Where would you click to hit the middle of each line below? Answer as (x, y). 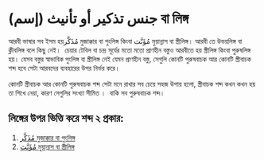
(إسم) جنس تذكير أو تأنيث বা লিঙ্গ (99, 19)
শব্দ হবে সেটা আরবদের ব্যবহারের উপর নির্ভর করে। (64, 68)
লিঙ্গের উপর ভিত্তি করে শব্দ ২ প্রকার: (66, 118)
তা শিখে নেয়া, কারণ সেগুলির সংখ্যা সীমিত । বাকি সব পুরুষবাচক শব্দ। (87, 92)
